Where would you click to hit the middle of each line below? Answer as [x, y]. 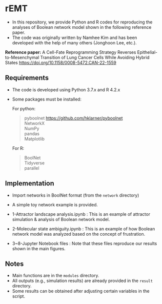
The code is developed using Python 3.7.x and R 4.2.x [66, 90]
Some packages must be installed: [47, 99]
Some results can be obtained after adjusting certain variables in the [81, 291]
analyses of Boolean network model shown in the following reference [82, 27]
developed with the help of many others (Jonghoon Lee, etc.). [74, 42]
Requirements [27, 78]
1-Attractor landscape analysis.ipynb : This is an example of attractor [81, 214]
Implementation [30, 183]
